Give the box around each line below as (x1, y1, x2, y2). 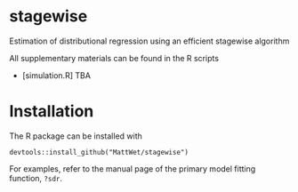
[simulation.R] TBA (21, 69, 92, 81)
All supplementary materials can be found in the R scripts (9, 52, 220, 63)
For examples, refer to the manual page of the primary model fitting (9, 163, 256, 174)
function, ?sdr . (9, 172, 63, 183)
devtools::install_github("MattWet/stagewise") (9, 148, 189, 156)
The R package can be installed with (9, 131, 142, 141)
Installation (9, 101, 94, 122)
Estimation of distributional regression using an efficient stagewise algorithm (9, 36, 290, 46)
